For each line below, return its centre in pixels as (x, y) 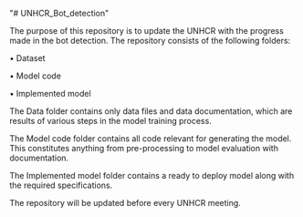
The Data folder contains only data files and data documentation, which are (151, 111)
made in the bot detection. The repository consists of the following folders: (150, 41)
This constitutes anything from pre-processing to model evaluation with (144, 148)
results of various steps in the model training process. (110, 121)
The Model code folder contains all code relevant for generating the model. (151, 139)
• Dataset (27, 58)
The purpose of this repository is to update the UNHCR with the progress (147, 31)
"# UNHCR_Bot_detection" (59, 13)
